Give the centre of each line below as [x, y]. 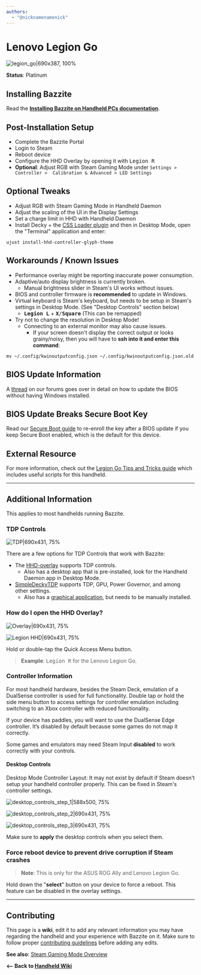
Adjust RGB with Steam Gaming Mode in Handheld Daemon [88, 206]
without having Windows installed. [48, 395]
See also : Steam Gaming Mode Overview [57, 955]
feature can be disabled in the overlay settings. [64, 891]
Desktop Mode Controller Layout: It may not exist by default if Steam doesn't [100, 778]
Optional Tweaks [38, 192]
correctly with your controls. [41, 751]
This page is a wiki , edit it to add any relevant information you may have [95, 930]
